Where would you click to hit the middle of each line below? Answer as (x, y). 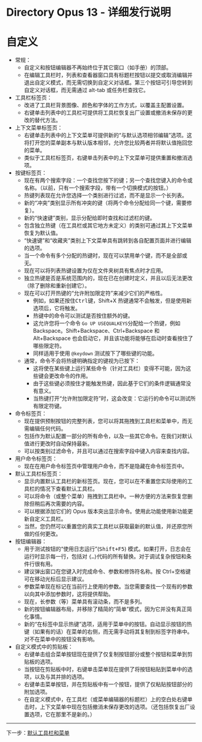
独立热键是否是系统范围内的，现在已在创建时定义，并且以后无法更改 (108, 278)
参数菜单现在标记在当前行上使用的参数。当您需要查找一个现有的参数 (108, 587)
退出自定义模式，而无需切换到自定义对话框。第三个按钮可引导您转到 (108, 82)
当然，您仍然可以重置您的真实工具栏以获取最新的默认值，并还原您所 (108, 527)
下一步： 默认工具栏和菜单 (38, 733)
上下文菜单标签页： (39, 128)
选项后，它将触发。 (57, 308)
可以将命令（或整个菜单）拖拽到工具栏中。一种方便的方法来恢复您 (106, 496)
